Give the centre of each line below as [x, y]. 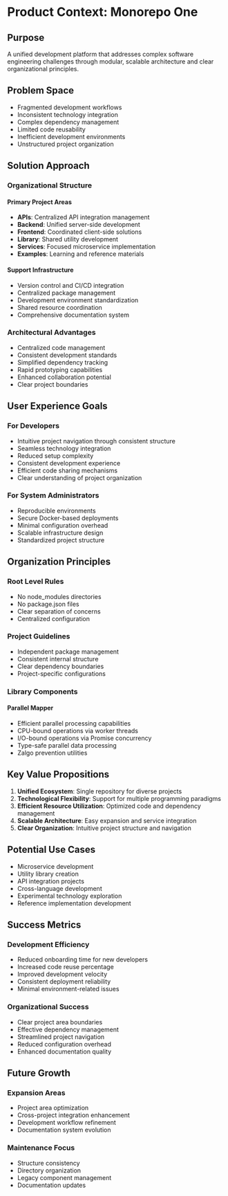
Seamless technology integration [64, 448]
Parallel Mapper [30, 708]
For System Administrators [53, 495]
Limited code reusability [51, 129]
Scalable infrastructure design [60, 533]
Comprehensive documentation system [73, 315]
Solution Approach [48, 166]
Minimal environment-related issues [68, 989]
